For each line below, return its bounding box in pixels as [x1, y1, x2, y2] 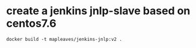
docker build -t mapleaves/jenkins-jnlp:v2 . [6, 36, 122, 42]
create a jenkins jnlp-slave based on [6, 4, 191, 18]
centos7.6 [6, 17, 57, 30]
